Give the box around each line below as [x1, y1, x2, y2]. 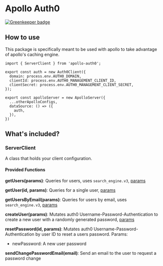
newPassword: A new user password [12, 241, 87, 246]
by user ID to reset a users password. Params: [35, 231, 128, 237]
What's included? [5, 130, 60, 138]
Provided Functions [5, 167, 45, 173]
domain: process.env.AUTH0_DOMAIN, [9, 74, 82, 79]
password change [5, 255, 41, 261]
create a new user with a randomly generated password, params [5, 216, 135, 222]
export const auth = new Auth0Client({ [5, 69, 86, 74]
